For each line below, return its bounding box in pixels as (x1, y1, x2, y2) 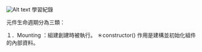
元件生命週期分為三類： (6, 19, 65, 26)
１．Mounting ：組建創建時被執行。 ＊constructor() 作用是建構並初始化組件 (6, 31, 197, 39)
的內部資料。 (6, 39, 38, 46)
